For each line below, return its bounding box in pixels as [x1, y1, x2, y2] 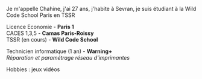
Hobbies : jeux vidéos [6, 66, 60, 73]
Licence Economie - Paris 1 [6, 24, 74, 30]
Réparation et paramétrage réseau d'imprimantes [6, 54, 130, 61]
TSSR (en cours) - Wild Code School [6, 36, 98, 43]
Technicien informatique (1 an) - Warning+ [6, 48, 113, 55]
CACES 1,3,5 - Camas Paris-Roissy [6, 30, 94, 37]
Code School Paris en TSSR [6, 11, 75, 19]
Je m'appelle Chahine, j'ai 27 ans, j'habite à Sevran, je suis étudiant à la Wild [6, 5, 197, 12]
